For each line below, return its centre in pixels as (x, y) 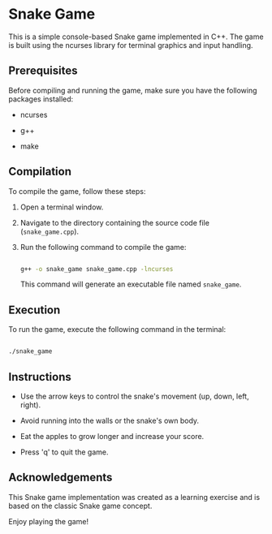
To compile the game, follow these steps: (77, 191)
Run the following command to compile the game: (103, 247)
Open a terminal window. (62, 207)
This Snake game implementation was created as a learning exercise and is (134, 497)
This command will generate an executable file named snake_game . (131, 284)
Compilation (40, 172)
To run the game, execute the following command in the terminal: (117, 329)
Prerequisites (43, 71)
